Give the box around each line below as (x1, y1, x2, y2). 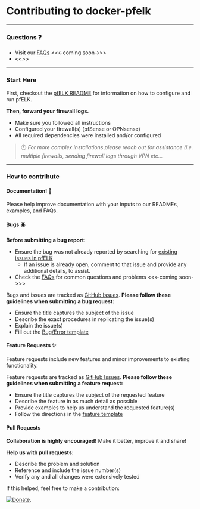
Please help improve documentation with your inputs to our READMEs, (6, 200, 179, 208)
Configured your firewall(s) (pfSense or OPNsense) (14, 125, 141, 132)
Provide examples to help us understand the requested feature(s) (14, 404, 176, 411)
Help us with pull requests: (6, 449, 74, 456)
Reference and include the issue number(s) (14, 467, 121, 474)
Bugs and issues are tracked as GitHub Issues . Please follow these (6, 291, 171, 298)
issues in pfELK (14, 254, 53, 261)
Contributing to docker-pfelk (6, 4, 151, 18)
